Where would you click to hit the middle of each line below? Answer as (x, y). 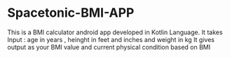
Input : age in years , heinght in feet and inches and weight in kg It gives (111, 39)
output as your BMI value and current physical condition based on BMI (109, 47)
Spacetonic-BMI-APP (71, 13)
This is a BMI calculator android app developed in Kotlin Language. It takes (115, 32)
